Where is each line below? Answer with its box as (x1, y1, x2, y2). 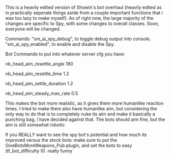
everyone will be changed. (5, 26, 61, 32)
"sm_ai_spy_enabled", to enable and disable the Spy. (5, 41, 115, 47)
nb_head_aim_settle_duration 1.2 (5, 81, 73, 86)
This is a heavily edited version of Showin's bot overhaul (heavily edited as (5, 5, 162, 10)
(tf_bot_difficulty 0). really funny (5, 148, 73, 154)
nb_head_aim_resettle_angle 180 (5, 61, 73, 67)
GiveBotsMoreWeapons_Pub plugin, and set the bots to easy (5, 142, 132, 148)
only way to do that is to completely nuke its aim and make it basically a (5, 111, 155, 117)
